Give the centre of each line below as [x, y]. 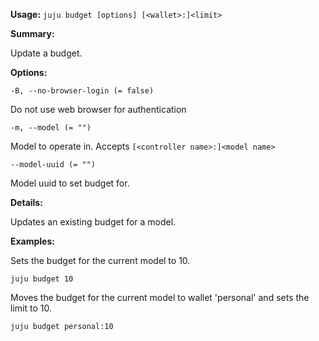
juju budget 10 [42, 279]
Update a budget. [46, 53]
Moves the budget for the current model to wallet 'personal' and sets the [160, 297]
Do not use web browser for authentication [98, 109]
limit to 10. [31, 308]
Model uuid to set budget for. [70, 183]
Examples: [32, 241]
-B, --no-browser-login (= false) [82, 91]
